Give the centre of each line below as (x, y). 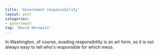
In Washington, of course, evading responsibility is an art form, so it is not (79, 42)
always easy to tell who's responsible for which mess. (60, 47)
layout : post (18, 14)
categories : (17, 19)
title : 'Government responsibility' (42, 10)
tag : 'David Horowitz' (28, 28)
